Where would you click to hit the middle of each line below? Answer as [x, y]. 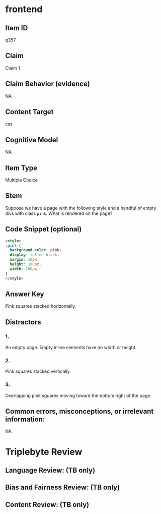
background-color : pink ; [36, 250]
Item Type [21, 168]
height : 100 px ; [26, 264]
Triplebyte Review [44, 452]
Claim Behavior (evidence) [48, 84]
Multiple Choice [22, 180]
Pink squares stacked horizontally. [41, 306]
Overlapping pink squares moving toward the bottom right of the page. [78, 395]
